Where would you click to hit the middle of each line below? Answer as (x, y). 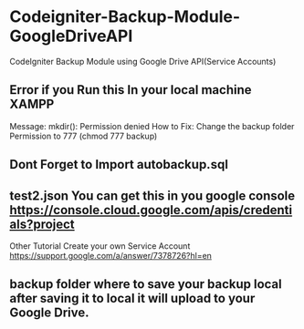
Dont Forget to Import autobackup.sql (119, 164)
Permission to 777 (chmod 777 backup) (84, 136)
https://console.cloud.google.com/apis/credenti (151, 210)
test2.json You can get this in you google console (152, 195)
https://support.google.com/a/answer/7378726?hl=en (111, 255)
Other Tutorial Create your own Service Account (100, 246)
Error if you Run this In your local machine (131, 90)
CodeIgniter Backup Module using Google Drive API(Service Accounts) (143, 61)
